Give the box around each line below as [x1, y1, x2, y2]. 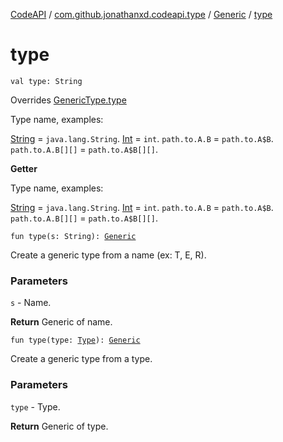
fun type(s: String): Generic [10, 231, 137, 241]
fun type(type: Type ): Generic [10, 335, 141, 346]
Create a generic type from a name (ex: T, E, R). [10, 249, 207, 261]
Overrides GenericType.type [10, 94, 127, 106]
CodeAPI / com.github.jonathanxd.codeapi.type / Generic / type [10, 9, 273, 20]
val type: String [10, 76, 83, 86]
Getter [10, 162, 38, 174]
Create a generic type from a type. [10, 353, 153, 365]
